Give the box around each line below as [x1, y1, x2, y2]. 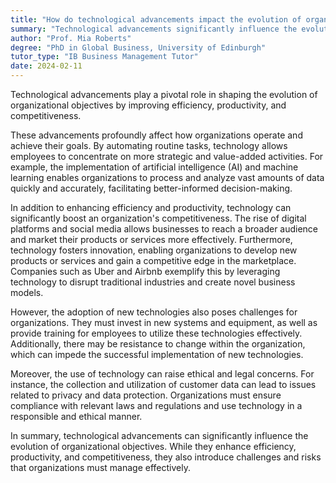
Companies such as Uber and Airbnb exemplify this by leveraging [10, 266, 281, 277]
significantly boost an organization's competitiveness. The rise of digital [10, 212, 307, 224]
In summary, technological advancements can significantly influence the [10, 430, 309, 441]
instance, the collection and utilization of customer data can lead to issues [10, 379, 317, 390]
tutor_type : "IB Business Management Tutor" [10, 52, 199, 62]
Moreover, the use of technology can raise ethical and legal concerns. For [10, 368, 315, 380]
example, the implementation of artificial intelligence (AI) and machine [10, 161, 299, 173]
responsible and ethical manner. [10, 411, 143, 422]
